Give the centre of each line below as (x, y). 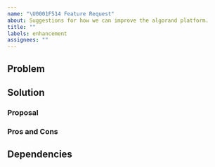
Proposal (23, 112)
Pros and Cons (33, 131)
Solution (26, 92)
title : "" (22, 27)
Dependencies (40, 155)
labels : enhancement (38, 33)
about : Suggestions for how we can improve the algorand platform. (108, 20)
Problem (26, 69)
